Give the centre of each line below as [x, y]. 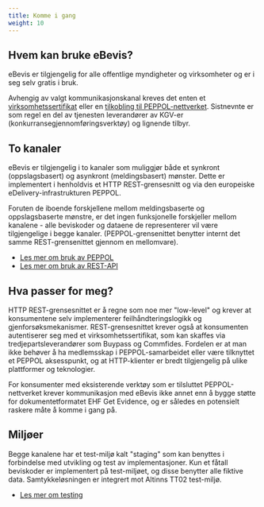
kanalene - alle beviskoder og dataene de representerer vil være [113, 225]
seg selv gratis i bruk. [44, 83]
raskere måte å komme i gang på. [63, 409]
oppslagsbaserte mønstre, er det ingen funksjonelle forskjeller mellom [122, 217]
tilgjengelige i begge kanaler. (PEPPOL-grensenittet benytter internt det [124, 234]
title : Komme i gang [42, 15]
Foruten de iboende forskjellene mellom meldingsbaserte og [106, 208]
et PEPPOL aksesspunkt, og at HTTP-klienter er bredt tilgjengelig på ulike [128, 360]
